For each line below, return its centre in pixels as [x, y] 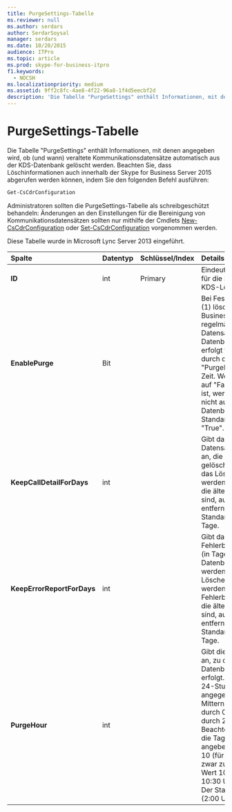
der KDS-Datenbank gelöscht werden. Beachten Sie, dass [89, 165]
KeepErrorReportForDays [53, 588]
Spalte [21, 258]
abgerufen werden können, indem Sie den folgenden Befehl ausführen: [108, 180]
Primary [153, 278]
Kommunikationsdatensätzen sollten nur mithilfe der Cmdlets [94, 220]
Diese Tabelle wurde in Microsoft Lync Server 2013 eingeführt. [96, 241]
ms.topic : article [33, 59]
